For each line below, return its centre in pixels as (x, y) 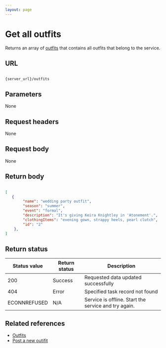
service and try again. (109, 306)
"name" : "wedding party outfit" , (57, 201)
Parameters (23, 94)
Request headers (32, 122)
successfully (99, 284)
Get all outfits (33, 34)
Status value (28, 266)
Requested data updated (113, 277)
